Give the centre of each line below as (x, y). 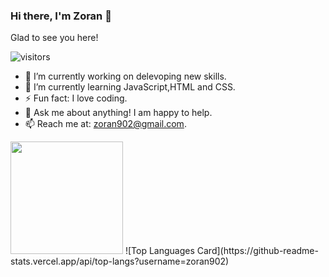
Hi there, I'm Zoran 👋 (61, 16)
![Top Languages (159, 251)
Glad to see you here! (54, 38)
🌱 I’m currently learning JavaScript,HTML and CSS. (130, 87)
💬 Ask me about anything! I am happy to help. (118, 113)
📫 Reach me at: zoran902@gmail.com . (105, 124)
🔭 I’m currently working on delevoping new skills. (125, 76)
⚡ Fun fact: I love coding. (76, 98)
